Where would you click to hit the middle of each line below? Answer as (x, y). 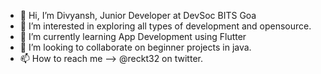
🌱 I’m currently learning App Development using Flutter (133, 36)
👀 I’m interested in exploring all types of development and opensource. (165, 26)
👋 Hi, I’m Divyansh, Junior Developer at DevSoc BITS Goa (138, 15)
